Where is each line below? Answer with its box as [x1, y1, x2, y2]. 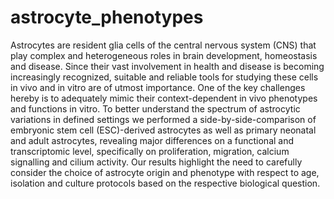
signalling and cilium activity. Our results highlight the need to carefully [10, 156, 303, 168]
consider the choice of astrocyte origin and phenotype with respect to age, [10, 166, 320, 178]
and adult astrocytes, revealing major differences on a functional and [10, 134, 295, 146]
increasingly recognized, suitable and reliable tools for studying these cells [10, 71, 319, 83]
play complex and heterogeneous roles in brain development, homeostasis [10, 49, 318, 61]
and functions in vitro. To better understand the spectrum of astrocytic [10, 102, 301, 115]
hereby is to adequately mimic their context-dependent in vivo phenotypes [10, 92, 318, 104]
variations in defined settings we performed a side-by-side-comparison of [10, 113, 317, 125]
